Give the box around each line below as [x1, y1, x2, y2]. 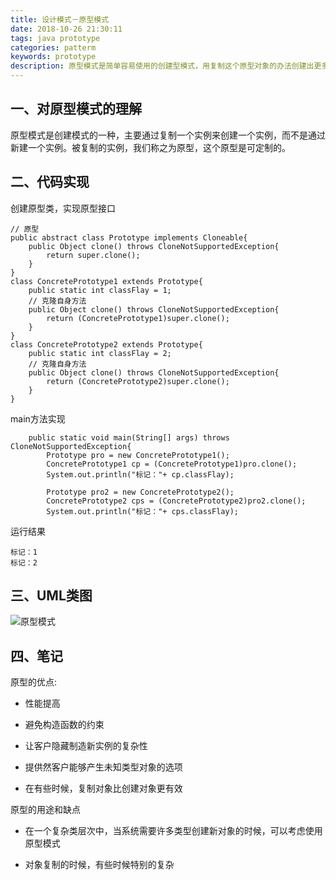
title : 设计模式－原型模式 [10, 14, 110, 25]
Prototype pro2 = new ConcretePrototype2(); [46, 487, 235, 497]
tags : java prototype [10, 33, 101, 43]
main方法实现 [10, 412, 66, 425]
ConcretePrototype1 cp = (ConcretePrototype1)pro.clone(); [46, 459, 298, 469]
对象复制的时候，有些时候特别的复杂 [24, 859, 175, 871]
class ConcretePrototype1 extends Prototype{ [10, 276, 203, 286]
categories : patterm [10, 42, 97, 53]
